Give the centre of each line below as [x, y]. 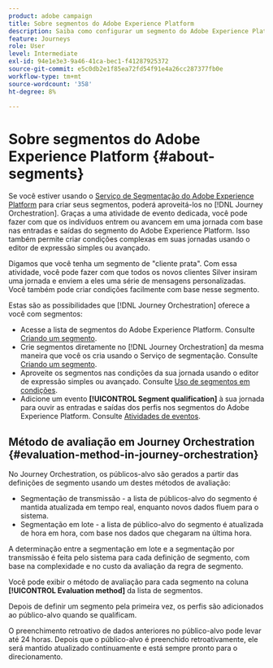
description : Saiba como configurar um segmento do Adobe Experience [129, 31]
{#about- [184, 156]
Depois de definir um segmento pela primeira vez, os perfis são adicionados [136, 606]
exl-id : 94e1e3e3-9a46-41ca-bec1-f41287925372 [89, 62]
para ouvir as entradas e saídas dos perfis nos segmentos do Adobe [134, 408]
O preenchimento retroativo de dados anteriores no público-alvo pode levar [135, 631]
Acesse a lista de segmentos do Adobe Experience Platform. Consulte [137, 330]
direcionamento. [36, 657]
